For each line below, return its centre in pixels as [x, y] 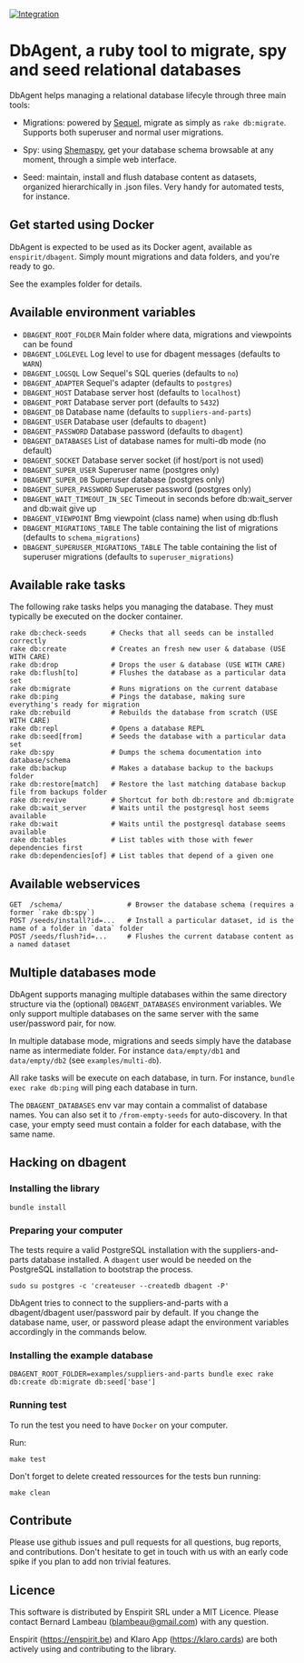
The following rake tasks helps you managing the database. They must [142, 607]
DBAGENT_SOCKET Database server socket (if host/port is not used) [143, 460]
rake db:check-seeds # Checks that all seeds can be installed [142, 633]
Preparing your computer [66, 1230]
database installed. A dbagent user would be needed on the [141, 1259]
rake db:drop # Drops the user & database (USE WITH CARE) [147, 665]
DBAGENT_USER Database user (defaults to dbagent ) [114, 421]
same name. [33, 1134]
